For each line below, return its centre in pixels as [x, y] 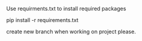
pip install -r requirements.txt [42, 20]
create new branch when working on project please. [71, 31]
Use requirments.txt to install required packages [66, 9]
